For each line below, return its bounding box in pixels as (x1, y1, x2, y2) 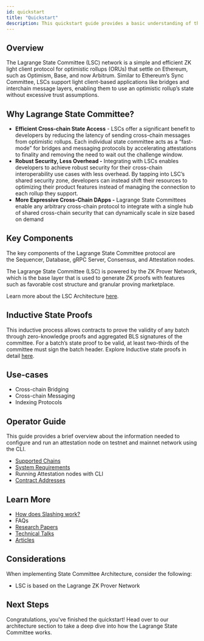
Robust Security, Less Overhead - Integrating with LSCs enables (15, 158, 179, 164)
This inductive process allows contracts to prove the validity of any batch (6, 326, 189, 334)
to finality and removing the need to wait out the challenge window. (15, 151, 183, 158)
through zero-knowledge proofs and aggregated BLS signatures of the (6, 332, 183, 340)
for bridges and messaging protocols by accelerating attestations (33, 144, 197, 152)
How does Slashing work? (15, 511, 81, 518)
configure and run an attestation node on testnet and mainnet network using (6, 439, 197, 446)
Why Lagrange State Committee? (6, 109, 135, 119)
